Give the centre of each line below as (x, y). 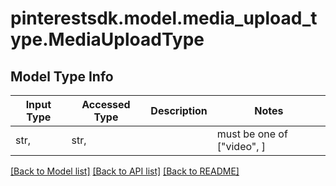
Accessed (106, 104)
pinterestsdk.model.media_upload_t (164, 18)
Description (179, 110)
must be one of (252, 134)
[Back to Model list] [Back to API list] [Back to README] (125, 171)
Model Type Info (62, 76)
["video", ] (241, 146)
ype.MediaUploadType (107, 39)
